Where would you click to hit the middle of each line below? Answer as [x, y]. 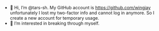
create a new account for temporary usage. [55, 18]
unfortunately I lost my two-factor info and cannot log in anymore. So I [82, 13]
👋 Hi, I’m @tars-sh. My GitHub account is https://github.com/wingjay [80, 8]
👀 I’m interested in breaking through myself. [55, 23]
